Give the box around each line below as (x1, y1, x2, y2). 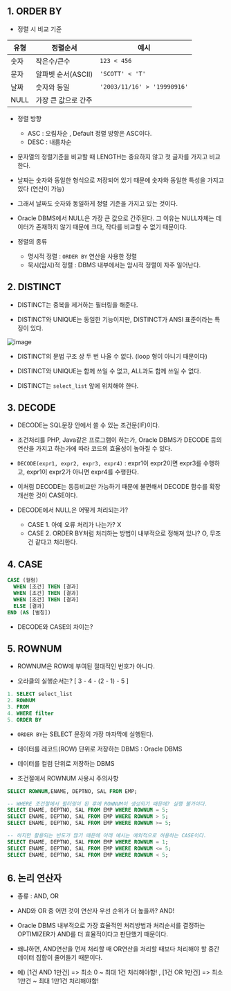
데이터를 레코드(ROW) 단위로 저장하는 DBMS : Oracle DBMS (17, 744, 183, 753)
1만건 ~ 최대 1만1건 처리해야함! (17, 976, 99, 985)
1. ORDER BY (7, 6, 62, 17)
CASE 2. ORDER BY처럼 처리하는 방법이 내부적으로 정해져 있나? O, (27, 529, 209, 537)
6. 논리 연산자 (7, 872, 62, 884)
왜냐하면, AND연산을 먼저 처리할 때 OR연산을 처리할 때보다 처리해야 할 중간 (17, 945, 220, 953)
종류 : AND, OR (17, 892, 59, 900)
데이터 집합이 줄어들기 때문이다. (17, 954, 102, 962)
